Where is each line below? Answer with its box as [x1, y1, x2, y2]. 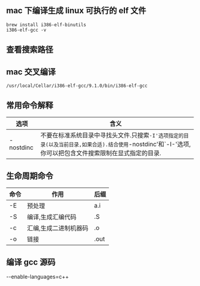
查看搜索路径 [6, 45, 54, 55]
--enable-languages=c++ [6, 273, 69, 281]
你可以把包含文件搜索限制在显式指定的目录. [40, 149, 162, 157]
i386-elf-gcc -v [6, 27, 46, 33]
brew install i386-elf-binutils [6, 21, 86, 28]
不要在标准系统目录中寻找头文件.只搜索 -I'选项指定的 [40, 131, 184, 139]
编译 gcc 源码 [6, 257, 55, 268]
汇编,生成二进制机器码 [27, 224, 89, 232]
